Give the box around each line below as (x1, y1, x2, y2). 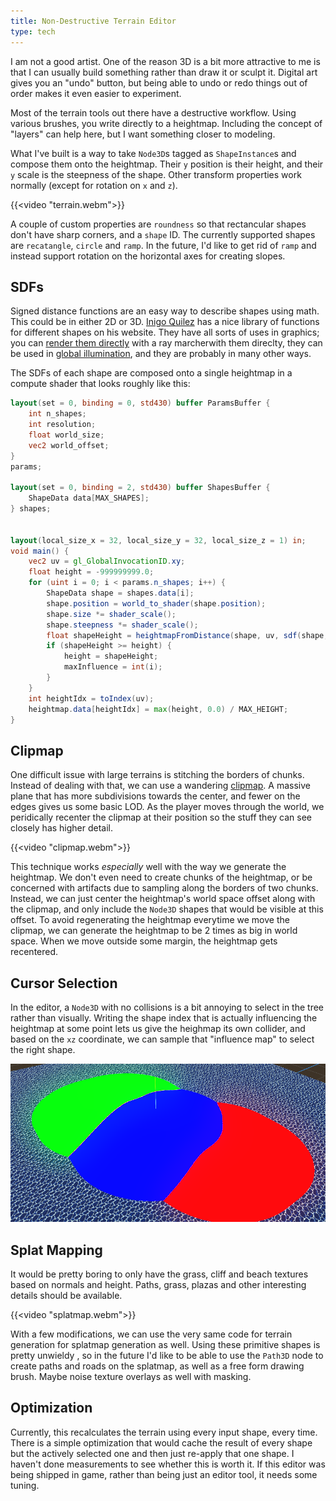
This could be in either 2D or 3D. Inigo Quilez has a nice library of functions (10, 316, 320, 328)
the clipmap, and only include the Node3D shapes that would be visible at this (10, 903, 324, 915)
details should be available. (10, 1290, 123, 1302)
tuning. (10, 1479, 40, 1491)
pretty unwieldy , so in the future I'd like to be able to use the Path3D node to (10, 1350, 324, 1362)
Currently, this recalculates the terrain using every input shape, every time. (10, 1426, 318, 1438)
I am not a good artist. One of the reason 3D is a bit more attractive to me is (10, 55, 321, 67)
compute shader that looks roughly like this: (10, 378, 191, 390)
